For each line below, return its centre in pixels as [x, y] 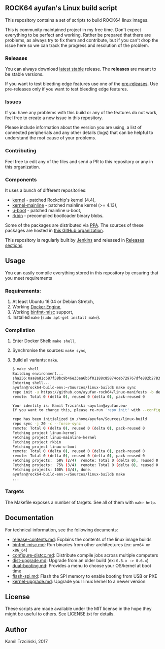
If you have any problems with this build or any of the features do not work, [81, 113]
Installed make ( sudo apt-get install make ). [56, 317]
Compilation [20, 330]
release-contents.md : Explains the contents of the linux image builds [82, 539]
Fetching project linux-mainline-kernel [54, 437]
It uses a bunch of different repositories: [46, 190]
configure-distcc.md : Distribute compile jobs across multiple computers [85, 555]
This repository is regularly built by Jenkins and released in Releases [75, 240]
